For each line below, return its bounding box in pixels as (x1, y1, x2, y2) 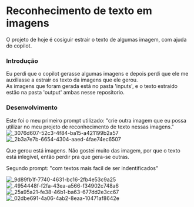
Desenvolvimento (6, 104, 58, 112)
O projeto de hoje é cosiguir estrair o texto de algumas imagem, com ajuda (6, 36, 187, 43)
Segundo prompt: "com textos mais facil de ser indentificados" (6, 164, 159, 171)
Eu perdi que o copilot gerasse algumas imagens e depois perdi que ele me (6, 70, 189, 77)
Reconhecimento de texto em (6, 4, 153, 18)
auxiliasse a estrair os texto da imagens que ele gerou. (6, 76, 138, 83)
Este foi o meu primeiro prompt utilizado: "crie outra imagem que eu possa (6, 117, 187, 124)
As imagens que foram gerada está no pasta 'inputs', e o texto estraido (6, 83, 178, 90)
